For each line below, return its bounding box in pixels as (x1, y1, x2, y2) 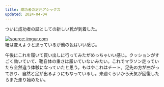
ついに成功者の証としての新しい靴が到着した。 (5, 26, 100, 32)
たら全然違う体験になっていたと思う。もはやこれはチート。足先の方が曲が (5, 64, 156, 70)
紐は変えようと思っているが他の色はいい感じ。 (5, 41, 100, 47)
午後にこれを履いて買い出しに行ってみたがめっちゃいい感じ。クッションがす (5, 52, 160, 58)
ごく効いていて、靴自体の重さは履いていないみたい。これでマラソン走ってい (5, 58, 159, 64)
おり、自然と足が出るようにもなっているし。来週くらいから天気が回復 (9, 70, 151, 76)
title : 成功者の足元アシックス (5, 7, 61, 12)
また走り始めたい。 (9, 77, 48, 83)
